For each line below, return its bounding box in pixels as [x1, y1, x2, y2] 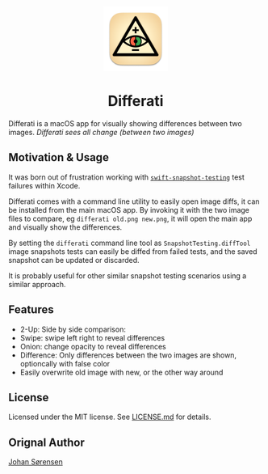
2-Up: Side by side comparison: [19, 324, 127, 334]
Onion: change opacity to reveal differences [19, 341, 167, 351]
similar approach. [8, 279, 66, 289]
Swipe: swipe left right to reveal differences [19, 332, 165, 342]
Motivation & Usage [8, 150, 109, 164]
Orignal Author [8, 435, 85, 449]
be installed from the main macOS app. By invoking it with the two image [8, 205, 250, 214]
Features [8, 303, 54, 317]
